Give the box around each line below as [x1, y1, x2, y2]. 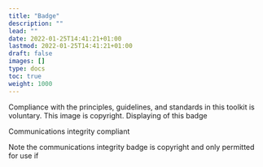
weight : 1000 [8, 79, 53, 88]
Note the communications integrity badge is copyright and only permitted [8, 142, 255, 152]
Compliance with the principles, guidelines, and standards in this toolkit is [8, 102, 255, 112]
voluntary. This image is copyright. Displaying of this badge [8, 110, 208, 120]
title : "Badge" [8, 11, 60, 20]
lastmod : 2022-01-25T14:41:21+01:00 [8, 42, 133, 50]
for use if [8, 151, 39, 161]
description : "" [8, 19, 64, 28]
